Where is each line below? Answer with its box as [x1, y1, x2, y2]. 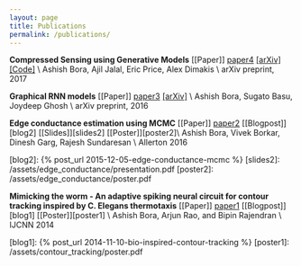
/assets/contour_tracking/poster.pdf [9, 246, 143, 257]
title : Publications [9, 22, 87, 31]
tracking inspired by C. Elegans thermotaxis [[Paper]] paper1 [9, 200, 241, 211]
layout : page [9, 13, 59, 22]
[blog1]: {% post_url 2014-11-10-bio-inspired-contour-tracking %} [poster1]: [9, 237, 290, 248]
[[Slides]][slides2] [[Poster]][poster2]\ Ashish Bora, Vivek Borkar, [38, 128, 281, 138]
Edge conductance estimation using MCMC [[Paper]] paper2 [9, 118, 241, 129]
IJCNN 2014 [9, 219, 55, 230]
